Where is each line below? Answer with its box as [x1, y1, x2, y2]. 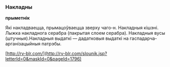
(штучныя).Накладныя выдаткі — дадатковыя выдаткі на [5, 35, 129, 41]
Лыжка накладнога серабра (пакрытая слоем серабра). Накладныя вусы [5, 30, 165, 36]
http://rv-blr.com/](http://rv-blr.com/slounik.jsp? [7, 50, 107, 56]
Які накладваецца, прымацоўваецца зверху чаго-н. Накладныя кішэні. [5, 25, 159, 31]
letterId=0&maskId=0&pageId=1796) [5, 56, 82, 62]
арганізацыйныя [5, 41, 41, 47]
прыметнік [5, 15, 30, 21]
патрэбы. [41, 41, 62, 47]
